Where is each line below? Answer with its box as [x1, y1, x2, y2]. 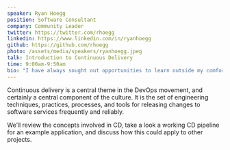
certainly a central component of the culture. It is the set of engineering [7, 93, 209, 101]
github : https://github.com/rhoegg [7, 42, 109, 48]
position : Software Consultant [7, 16, 97, 23]
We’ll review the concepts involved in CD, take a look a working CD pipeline [7, 121, 220, 129]
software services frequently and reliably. [7, 107, 125, 116]
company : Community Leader [7, 22, 84, 29]
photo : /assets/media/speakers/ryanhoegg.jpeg [7, 48, 142, 55]
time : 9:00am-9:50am [7, 61, 66, 67]
